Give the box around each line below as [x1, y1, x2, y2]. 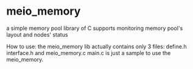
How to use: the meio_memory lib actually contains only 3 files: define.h [6, 43, 187, 50]
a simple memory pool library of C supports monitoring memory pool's [6, 24, 183, 32]
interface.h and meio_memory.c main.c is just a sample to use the [6, 49, 171, 56]
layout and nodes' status [6, 31, 68, 38]
